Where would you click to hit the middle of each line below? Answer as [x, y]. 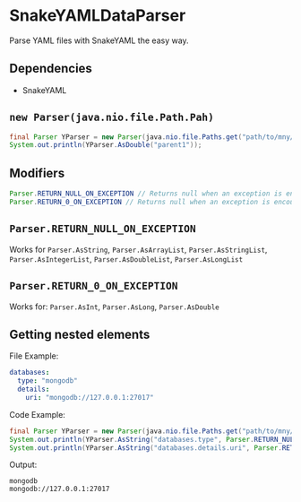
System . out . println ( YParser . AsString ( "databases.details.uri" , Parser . [146, 448]
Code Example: [37, 414]
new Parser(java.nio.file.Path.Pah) [112, 117]
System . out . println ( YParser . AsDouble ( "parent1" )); [106, 145]
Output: [23, 465]
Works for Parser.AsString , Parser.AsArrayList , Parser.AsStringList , [138, 249]
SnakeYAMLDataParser [98, 16]
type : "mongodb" [47, 381]
